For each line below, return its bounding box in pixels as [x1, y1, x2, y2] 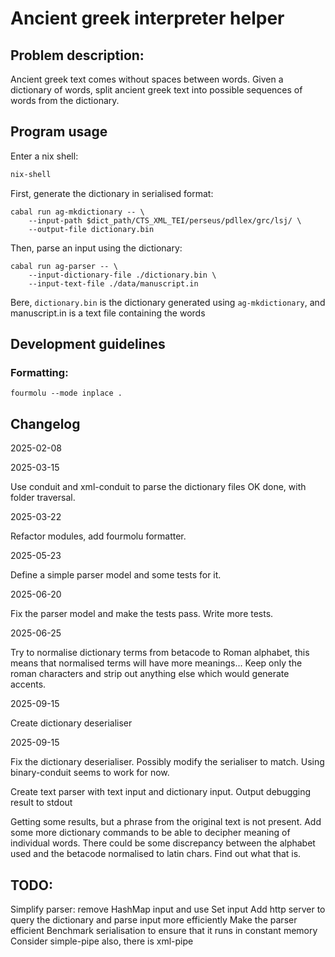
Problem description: [10, 47, 145, 64]
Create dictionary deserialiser [10, 717, 133, 729]
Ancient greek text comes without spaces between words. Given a [10, 73, 284, 85]
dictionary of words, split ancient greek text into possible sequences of [10, 84, 303, 96]
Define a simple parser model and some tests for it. [10, 569, 222, 581]
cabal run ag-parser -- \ [10, 261, 118, 271]
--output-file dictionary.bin [28, 224, 155, 234]
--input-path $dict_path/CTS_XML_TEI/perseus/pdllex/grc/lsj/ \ [28, 215, 302, 226]
